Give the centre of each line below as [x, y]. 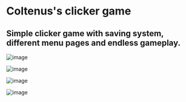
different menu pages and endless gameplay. [93, 43]
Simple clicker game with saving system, [85, 33]
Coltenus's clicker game [69, 11]
